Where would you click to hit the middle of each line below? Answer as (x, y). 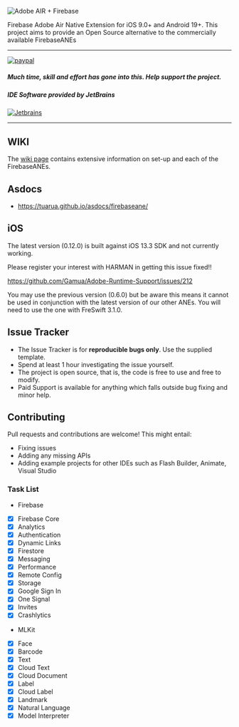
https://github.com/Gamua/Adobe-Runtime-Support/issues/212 (100, 281)
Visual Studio (37, 471)
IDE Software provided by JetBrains (61, 94)
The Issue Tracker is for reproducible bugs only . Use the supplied (115, 349)
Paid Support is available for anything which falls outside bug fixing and (122, 387)
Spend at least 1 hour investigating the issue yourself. (96, 364)
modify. (29, 380)
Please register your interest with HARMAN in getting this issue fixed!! (110, 267)
